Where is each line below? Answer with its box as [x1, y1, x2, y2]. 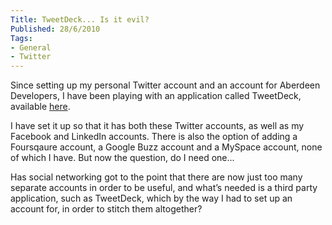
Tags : [10, 33, 33, 43]
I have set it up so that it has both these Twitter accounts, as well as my [10, 120, 305, 132]
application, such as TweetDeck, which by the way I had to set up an [10, 192, 293, 205]
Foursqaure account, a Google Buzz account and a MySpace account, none [10, 141, 323, 153]
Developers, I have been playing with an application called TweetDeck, [10, 90, 302, 102]
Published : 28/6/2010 [10, 24, 101, 34]
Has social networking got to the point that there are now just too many [10, 171, 303, 183]
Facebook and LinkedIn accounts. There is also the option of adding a [10, 131, 298, 143]
